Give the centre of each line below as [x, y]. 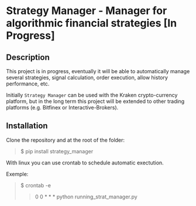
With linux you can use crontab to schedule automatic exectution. [85, 163]
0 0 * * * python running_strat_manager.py [86, 197]
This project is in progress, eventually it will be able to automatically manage [98, 71]
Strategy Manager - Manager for [87, 11]
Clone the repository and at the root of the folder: [65, 140]
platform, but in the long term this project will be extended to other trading [95, 101]
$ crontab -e [36, 185]
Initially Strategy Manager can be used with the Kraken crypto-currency [92, 95]
